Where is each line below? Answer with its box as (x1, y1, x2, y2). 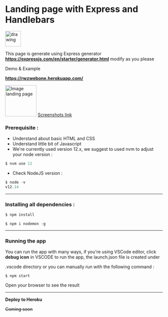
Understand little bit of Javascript (12, 141, 81, 147)
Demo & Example (5, 65, 41, 71)
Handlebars (5, 14, 55, 25)
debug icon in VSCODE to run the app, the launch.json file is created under (5, 254, 160, 260)
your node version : (12, 151, 53, 158)
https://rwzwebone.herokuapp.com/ (5, 75, 83, 81)
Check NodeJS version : (12, 170, 63, 176)
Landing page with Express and (5, 3, 138, 15)
